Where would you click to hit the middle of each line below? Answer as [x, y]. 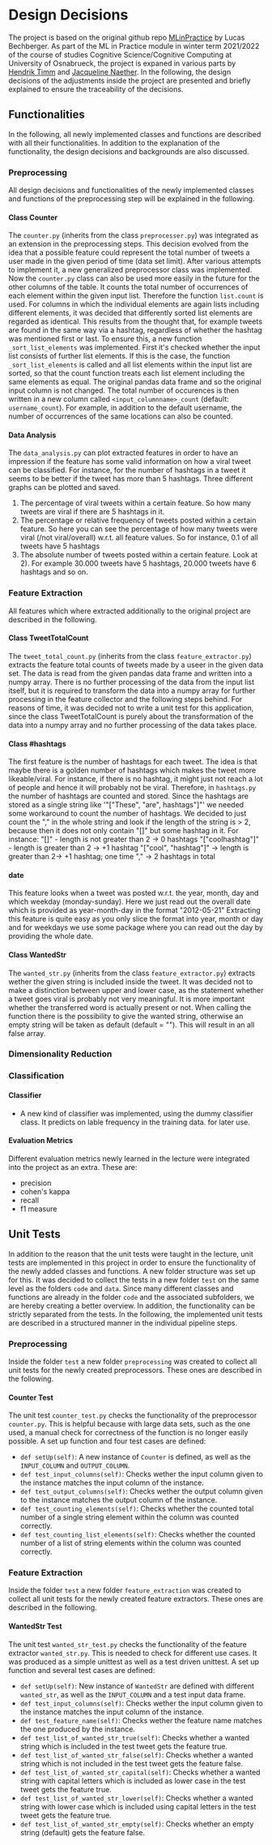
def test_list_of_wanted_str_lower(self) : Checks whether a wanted [136, 1798]
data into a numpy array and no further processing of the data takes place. [133, 725]
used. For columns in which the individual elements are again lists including [134, 304]
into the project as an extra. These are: [73, 1167]
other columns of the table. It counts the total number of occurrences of [128, 287]
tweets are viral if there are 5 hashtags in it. [92, 512]
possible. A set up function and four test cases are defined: [107, 1441]
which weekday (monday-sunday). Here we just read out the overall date [130, 901]
